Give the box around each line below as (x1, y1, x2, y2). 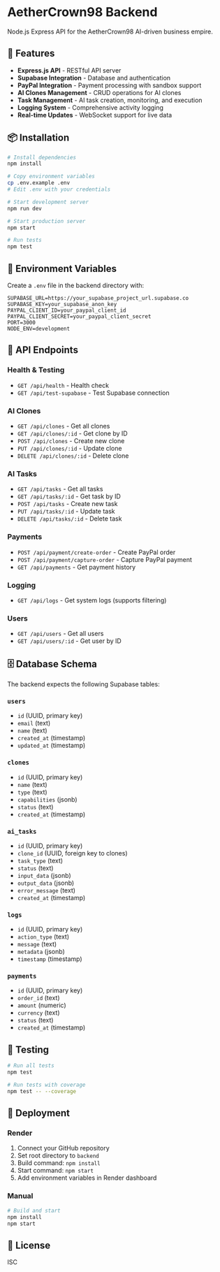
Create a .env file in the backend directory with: (7, 281, 145, 289)
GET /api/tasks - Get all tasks (17, 485, 103, 493)
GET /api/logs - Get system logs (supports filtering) (17, 595, 167, 605)
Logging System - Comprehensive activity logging (17, 103, 164, 112)
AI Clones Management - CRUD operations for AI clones (17, 88, 182, 96)
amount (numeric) (17, 1001, 66, 1010)
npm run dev (7, 205, 42, 212)
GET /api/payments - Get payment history (17, 563, 136, 571)
